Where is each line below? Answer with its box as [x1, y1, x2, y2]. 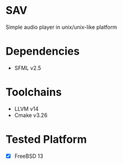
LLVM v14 [14, 105, 39, 112]
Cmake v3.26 [14, 112, 48, 119]
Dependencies [5, 44, 80, 58]
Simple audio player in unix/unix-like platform [5, 23, 118, 31]
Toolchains [5, 85, 62, 99]
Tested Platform [5, 133, 88, 146]
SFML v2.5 [14, 64, 41, 71]
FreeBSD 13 [14, 152, 43, 160]
